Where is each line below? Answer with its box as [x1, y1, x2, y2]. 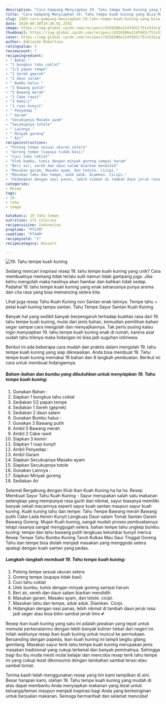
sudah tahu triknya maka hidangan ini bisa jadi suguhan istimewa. [5, 334, 139, 340]
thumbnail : [5, 30, 28, 35]
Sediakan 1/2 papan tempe [12, 399, 67, 405]
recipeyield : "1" [5, 236, 41, 241]
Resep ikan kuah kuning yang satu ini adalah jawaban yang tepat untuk [5, 621, 150, 627]
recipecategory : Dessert [5, 241, 57, 246]
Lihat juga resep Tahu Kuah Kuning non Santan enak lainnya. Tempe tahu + [5, 299, 158, 305]
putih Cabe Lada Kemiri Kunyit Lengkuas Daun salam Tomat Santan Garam [5, 514, 157, 519]
